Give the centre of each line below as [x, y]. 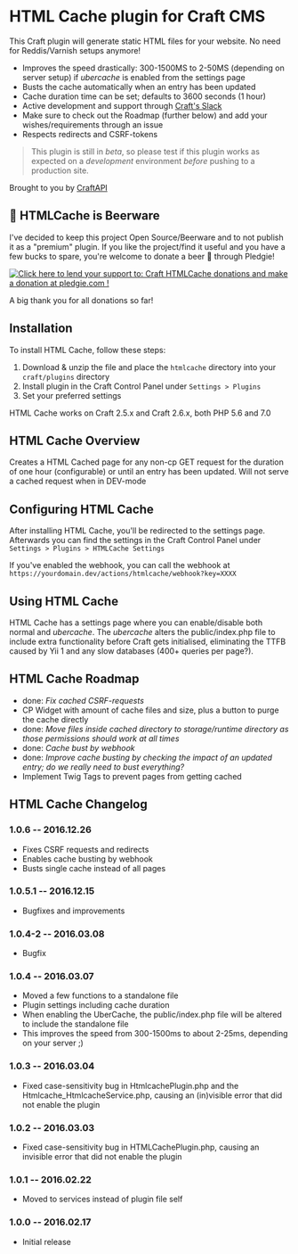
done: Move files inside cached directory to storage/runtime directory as [155, 729]
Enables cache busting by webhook [87, 859]
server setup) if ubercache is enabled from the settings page [134, 77]
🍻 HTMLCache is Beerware [85, 216]
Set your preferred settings [72, 395]
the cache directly [55, 719]
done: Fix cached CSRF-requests [83, 700]
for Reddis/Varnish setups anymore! [75, 50]
